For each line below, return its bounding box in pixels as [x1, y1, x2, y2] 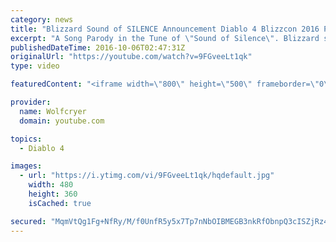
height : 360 [28, 189, 78, 199]
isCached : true [28, 198, 92, 208]
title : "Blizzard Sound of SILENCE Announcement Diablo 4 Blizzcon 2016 [10, 24, 320, 34]
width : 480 [28, 180, 74, 190]
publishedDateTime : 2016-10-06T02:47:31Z [10, 42, 186, 53]
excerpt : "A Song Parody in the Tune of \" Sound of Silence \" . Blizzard [10, 33, 320, 43]
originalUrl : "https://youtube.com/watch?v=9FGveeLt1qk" [10, 52, 253, 62]
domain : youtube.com [19, 116, 105, 126]
